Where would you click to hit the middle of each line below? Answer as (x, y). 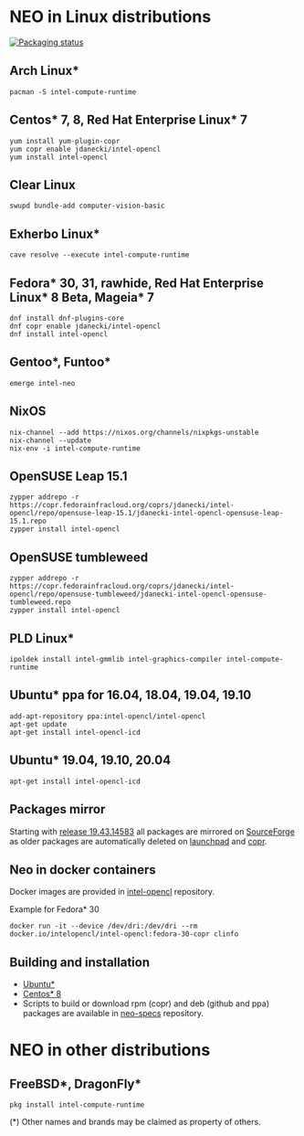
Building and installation (80, 962)
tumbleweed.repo (40, 602)
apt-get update (38, 724)
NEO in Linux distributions (110, 17)
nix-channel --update (51, 441)
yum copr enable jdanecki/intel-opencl (85, 149)
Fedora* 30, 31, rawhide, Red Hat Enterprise (137, 283)
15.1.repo (28, 521)
